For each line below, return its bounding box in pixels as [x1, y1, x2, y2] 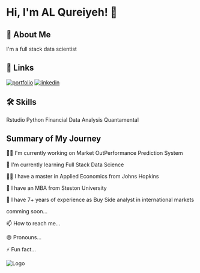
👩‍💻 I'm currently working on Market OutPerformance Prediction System [6, 149, 183, 157]
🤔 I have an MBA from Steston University [6, 184, 107, 192]
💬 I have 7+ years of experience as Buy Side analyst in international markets [6, 196, 194, 204]
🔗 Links [6, 63, 34, 73]
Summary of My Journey [6, 134, 102, 144]
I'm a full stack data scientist [6, 45, 77, 52]
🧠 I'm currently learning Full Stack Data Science [6, 161, 124, 168]
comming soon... [6, 208, 48, 215]
